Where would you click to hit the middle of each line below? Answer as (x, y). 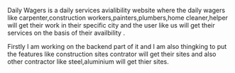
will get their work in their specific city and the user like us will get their (111, 25)
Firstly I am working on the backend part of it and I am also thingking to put (117, 46)
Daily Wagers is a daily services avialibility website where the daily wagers (116, 10)
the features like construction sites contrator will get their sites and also (112, 54)
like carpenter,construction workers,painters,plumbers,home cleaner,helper (118, 18)
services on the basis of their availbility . (66, 33)
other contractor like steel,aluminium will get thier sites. (88, 62)
